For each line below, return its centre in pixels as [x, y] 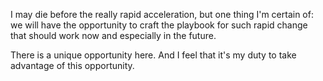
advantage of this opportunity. [72, 65]
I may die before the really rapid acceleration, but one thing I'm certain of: [162, 14]
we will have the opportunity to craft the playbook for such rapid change [159, 25]
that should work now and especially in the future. [113, 35]
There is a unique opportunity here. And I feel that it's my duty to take [153, 55]
